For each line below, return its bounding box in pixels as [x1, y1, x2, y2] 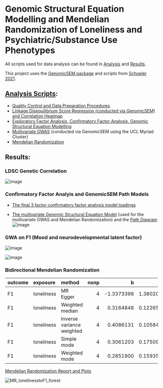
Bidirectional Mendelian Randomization [5, 267, 100, 273]
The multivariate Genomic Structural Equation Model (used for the [12, 211, 144, 217]
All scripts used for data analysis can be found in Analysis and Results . [5, 61, 147, 67]
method [61, 279, 80, 286]
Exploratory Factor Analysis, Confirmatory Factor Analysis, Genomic [12, 118, 148, 124]
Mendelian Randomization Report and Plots [5, 368, 91, 374]
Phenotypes [5, 45, 55, 56]
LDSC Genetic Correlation [5, 168, 67, 175]
